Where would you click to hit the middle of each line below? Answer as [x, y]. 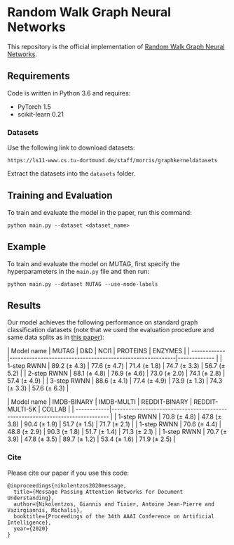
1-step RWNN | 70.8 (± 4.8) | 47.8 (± [170, 417]
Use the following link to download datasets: [71, 147]
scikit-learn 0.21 [41, 114]
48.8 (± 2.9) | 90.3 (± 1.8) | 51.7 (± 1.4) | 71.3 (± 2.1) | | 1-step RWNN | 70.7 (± [117, 432]
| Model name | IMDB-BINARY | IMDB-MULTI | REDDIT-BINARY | [100, 402]
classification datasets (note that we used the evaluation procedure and [111, 330]
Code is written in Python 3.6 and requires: [69, 93]
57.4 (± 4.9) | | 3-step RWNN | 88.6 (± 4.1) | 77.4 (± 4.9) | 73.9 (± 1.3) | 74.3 [115, 381]
